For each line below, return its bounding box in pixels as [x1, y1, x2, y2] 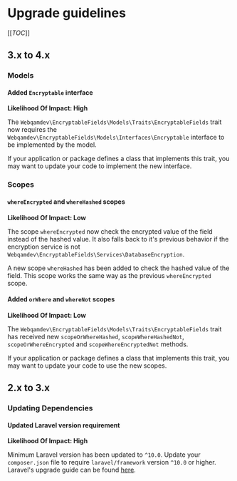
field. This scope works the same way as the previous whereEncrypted [7, 271, 211, 279]
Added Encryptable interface [7, 88, 94, 97]
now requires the [7, 125, 57, 134]
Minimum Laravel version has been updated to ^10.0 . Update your [7, 450, 201, 459]
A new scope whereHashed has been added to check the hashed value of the [7, 264, 230, 272]
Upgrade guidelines [7, 5, 127, 21]
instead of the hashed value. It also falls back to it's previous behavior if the [7, 234, 229, 243]
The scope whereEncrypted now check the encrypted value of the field [7, 227, 213, 236]
